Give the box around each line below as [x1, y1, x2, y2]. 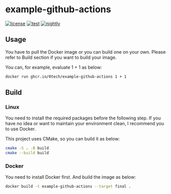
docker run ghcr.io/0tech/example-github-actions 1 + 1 [5, 74, 127, 79]
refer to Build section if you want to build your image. [5, 54, 117, 60]
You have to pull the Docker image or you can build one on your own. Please [5, 48, 166, 55]
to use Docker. [5, 126, 36, 132]
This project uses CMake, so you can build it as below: [5, 136, 120, 142]
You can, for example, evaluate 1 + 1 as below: [5, 64, 102, 70]
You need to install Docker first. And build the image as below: [5, 174, 136, 180]
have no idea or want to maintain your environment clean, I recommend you [5, 120, 164, 127]
